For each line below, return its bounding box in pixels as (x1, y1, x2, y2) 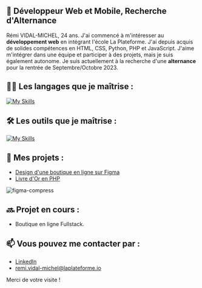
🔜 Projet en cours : (6, 204, 80, 215)
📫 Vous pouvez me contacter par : (6, 239, 141, 249)
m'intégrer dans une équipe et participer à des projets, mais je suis (6, 51, 173, 58)
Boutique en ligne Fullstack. (15, 221, 85, 228)
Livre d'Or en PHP (15, 175, 61, 183)
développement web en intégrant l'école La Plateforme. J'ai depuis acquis (6, 38, 194, 45)
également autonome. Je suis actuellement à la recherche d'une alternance (6, 57, 196, 64)
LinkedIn (15, 258, 37, 265)
